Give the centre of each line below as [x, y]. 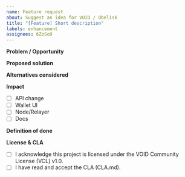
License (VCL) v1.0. [39, 161]
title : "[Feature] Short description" [55, 23]
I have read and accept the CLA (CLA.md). [68, 167]
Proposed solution [30, 63]
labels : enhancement [32, 29]
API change [29, 98]
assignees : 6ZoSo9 [29, 34]
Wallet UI [26, 105]
